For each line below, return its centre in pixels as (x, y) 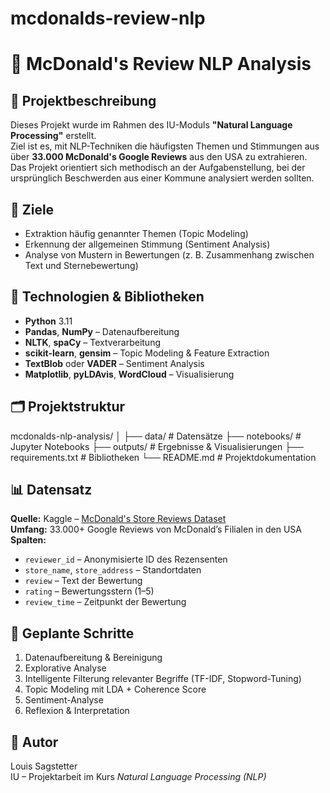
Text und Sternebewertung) (81, 265)
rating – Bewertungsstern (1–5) (89, 591)
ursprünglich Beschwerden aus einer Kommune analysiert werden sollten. (162, 178)
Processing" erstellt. (53, 136)
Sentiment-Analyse (64, 700)
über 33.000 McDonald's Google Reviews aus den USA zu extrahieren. (159, 157)
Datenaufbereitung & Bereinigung (93, 658)
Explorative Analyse (65, 668)
